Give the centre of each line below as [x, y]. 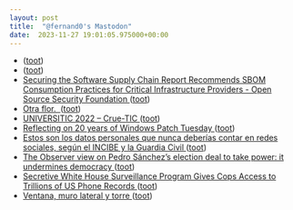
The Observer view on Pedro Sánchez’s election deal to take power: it [153, 157]
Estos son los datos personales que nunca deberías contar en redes [150, 138]
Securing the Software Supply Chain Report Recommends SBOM [144, 80]
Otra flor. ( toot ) [52, 109]
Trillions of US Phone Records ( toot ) [90, 186]
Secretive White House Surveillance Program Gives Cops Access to [149, 176]
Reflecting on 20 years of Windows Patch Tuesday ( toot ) [129, 128]
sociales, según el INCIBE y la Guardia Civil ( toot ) [115, 147]
